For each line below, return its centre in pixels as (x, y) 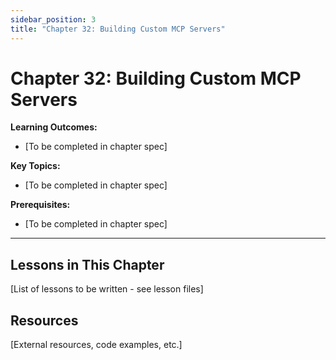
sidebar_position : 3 (53, 19)
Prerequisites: (40, 205)
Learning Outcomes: (54, 127)
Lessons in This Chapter (87, 264)
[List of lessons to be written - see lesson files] (107, 289)
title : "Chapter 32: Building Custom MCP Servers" (118, 29)
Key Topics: (35, 166)
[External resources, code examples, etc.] (96, 345)
